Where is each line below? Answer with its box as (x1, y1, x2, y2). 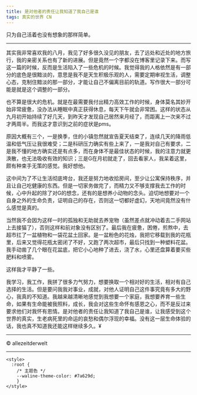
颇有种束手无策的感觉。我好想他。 (6, 162, 89, 169)
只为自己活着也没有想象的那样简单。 (6, 31, 94, 38)
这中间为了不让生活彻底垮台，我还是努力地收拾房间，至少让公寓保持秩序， (6, 175, 186, 182)
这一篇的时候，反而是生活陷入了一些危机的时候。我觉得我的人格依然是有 (6, 63, 181, 71)
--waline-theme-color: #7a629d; (16, 373, 96, 379)
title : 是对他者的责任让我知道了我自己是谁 (6, 8, 99, 15)
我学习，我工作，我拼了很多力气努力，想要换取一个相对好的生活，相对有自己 (6, 278, 191, 285)
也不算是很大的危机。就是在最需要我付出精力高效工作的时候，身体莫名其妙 (6, 98, 186, 105)
